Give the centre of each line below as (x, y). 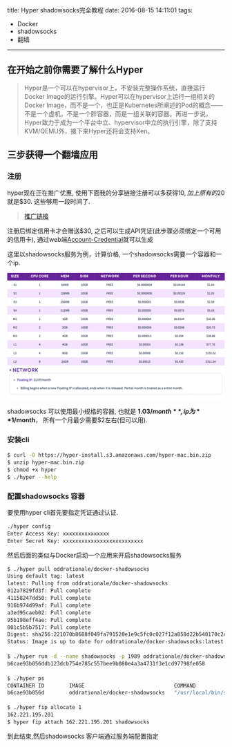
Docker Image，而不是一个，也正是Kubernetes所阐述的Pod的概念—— (123, 105)
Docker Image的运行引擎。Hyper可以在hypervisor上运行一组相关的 (119, 96)
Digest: (18, 634)
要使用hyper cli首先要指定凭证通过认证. (63, 512)
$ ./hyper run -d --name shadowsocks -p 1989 (74, 656)
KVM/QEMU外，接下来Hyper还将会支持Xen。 (89, 131)
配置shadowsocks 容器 (46, 496)
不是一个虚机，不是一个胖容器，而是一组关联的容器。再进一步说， (118, 113)
